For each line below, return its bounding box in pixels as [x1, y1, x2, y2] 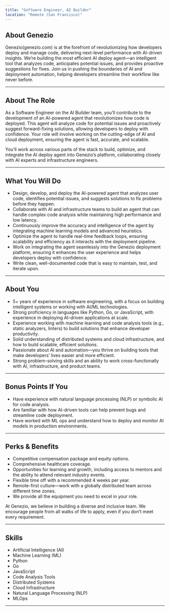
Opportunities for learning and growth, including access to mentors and [12, 466, 162, 473]
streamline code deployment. [12, 412, 74, 418]
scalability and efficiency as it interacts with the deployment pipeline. [12, 238, 157, 244]
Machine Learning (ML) [12, 552, 62, 558]
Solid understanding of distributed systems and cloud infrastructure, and [12, 336, 164, 342]
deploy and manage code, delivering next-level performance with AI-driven [5, 50, 162, 56]
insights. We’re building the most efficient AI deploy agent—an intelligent [5, 55, 157, 61]
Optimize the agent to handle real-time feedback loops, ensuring [12, 233, 148, 239]
